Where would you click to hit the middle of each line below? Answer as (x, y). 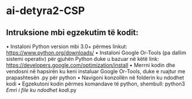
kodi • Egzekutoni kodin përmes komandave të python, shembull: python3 (96, 84)
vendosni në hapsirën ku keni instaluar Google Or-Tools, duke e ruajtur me (96, 71)
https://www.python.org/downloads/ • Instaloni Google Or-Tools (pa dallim (96, 53)
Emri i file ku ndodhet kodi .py (41, 90)
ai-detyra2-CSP (46, 11)
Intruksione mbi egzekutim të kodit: (73, 33)
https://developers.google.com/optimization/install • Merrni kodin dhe (91, 65)
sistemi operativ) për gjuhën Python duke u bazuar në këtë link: (83, 59)
